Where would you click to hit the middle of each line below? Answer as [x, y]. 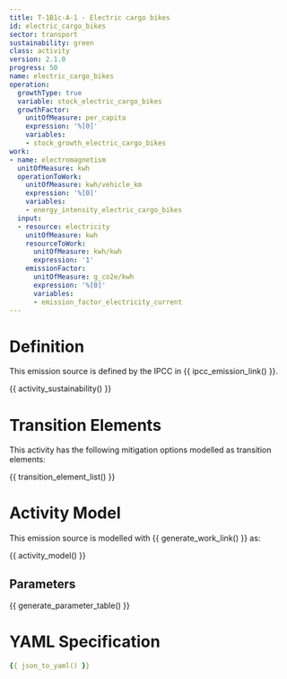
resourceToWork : [56, 244]
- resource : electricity [64, 227]
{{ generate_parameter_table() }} [70, 605]
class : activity [39, 51]
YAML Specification [85, 642]
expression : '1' [63, 260]
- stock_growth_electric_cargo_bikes [96, 143]
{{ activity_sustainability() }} [61, 389]
